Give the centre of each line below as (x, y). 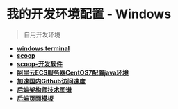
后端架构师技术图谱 (44, 90)
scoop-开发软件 (40, 63)
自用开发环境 (42, 34)
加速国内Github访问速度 (51, 81)
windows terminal (43, 48)
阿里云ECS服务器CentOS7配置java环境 (73, 72)
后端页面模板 (35, 98)
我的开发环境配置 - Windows (89, 14)
